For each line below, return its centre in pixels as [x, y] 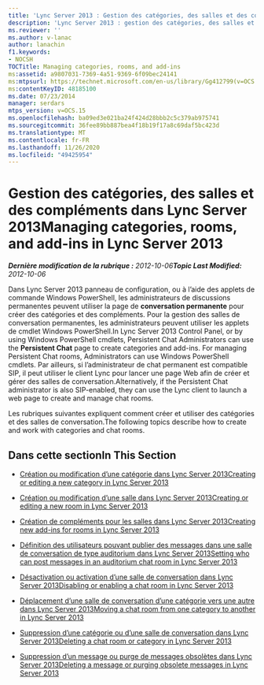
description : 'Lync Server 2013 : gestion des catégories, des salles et [132, 23]
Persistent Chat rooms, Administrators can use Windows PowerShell [119, 356]
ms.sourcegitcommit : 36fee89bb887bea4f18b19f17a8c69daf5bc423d [114, 125]
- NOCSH [21, 60]
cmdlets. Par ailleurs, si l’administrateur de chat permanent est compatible [128, 365]
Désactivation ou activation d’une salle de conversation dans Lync [126, 577]
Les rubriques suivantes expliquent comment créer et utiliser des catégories [132, 414]
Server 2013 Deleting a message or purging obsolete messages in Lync [134, 665]
